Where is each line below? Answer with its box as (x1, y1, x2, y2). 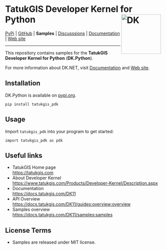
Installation (5, 79, 41, 88)
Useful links (5, 151, 43, 159)
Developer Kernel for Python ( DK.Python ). (5, 55, 93, 61)
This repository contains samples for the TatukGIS (5, 50, 108, 55)
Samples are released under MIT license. (12, 239, 96, 246)
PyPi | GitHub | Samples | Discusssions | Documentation (5, 30, 120, 36)
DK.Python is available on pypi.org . (5, 92, 77, 98)
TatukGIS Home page (12, 164, 56, 170)
